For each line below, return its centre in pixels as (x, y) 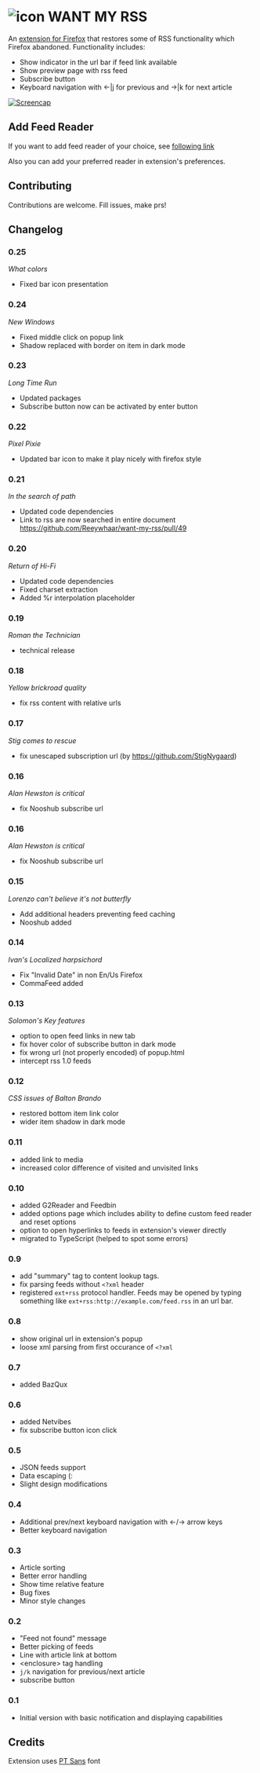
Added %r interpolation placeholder (77, 598)
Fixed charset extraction (59, 589)
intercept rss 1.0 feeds (55, 1061)
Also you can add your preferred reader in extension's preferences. (117, 161)
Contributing (40, 186)
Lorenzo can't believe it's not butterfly (70, 899)
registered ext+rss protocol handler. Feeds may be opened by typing (130, 1293)
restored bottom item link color (69, 1114)
